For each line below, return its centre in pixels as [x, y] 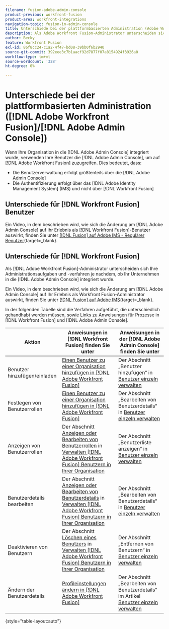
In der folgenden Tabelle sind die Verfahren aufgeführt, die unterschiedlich [82, 309]
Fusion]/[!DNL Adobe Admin [65, 128]
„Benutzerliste [135, 442]
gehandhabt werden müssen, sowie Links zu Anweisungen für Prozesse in [82, 315]
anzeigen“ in [133, 449]
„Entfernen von [136, 543]
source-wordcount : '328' [31, 61]
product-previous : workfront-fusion [44, 15]
